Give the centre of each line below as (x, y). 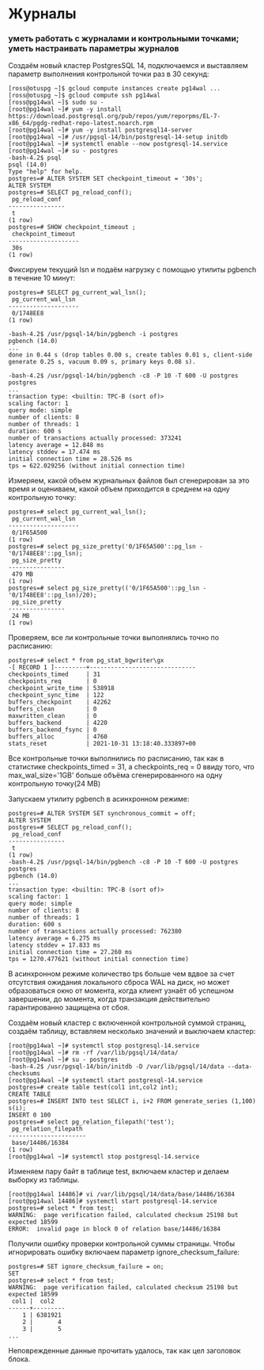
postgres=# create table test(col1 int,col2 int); (93, 1088)
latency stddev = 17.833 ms (55, 945)
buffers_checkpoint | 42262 (60, 702)
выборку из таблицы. (44, 1180)
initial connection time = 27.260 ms (70, 952)
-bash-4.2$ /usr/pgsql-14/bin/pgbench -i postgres (93, 334)
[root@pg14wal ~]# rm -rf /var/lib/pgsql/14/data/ (93, 1053)
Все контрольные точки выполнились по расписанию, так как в (116, 758)
